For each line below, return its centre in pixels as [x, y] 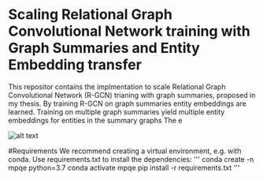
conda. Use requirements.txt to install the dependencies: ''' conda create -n [131, 159]
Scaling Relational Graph [91, 15]
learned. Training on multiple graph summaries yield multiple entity [117, 111]
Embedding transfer [75, 65]
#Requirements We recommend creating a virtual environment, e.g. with [125, 151]
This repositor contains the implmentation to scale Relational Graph [117, 86]
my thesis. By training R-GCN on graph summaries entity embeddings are [127, 103]
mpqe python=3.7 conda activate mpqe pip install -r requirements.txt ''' [124, 167]
